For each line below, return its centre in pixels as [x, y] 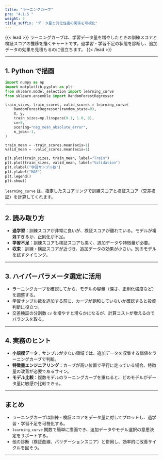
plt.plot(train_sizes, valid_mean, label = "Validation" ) [63, 163]
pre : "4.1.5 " [19, 14]
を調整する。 [25, 295]
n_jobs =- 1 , [25, 131]
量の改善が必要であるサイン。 [42, 371]
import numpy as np [25, 82]
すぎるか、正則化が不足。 [42, 237]
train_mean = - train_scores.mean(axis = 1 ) [48, 145]
